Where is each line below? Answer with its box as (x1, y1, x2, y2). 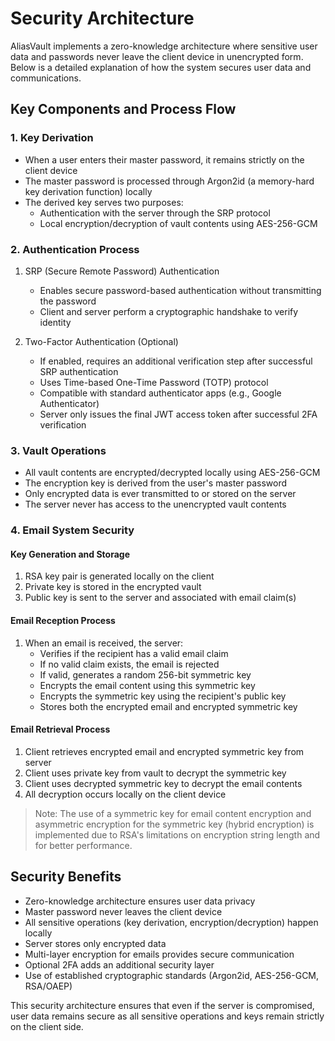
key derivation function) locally (24, 185, 153, 197)
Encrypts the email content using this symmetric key (39, 679, 256, 691)
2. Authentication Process (10, 242, 140, 256)
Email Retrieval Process (10, 723, 111, 736)
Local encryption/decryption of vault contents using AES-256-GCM (39, 217, 318, 229)
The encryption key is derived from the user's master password (24, 477, 288, 489)
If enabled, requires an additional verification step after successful (39, 355, 313, 367)
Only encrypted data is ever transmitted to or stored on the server (24, 488, 297, 500)
